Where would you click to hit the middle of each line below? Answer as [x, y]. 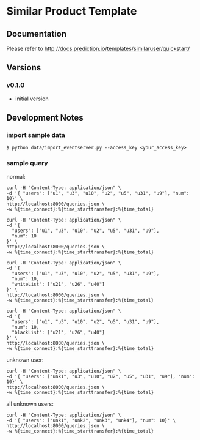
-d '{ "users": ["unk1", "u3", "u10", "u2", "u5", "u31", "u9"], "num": [101, 376]
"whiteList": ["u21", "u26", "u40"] [58, 284]
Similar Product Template [72, 11]
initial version [32, 99]
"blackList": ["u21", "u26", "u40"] [58, 332]
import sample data [36, 135]
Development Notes [45, 118]
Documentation [37, 34]
